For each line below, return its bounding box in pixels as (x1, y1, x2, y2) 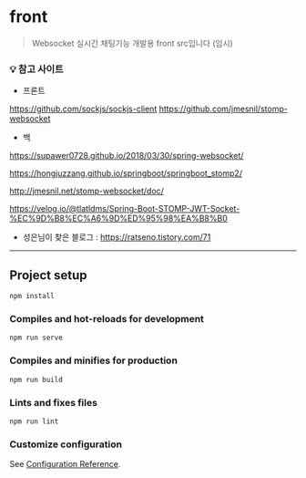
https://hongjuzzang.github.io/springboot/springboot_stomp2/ (9, 168, 243, 179)
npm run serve (9, 333, 64, 343)
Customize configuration (9, 438, 123, 451)
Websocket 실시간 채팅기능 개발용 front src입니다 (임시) (31, 37, 234, 48)
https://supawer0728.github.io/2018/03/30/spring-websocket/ (9, 151, 244, 161)
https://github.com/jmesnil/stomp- (158, 103, 289, 115)
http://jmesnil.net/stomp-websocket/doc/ (9, 185, 164, 197)
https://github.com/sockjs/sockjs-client (9, 103, 158, 115)
